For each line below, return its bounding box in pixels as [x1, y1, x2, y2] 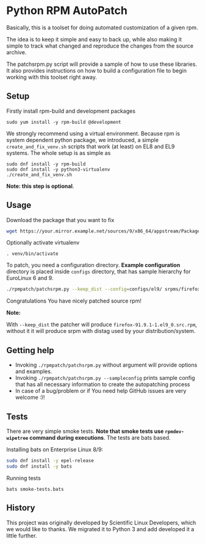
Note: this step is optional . [6, 182, 74, 190]
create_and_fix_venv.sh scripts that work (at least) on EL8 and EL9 [6, 143, 175, 150]
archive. [6, 48, 27, 55]
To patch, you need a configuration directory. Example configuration [6, 262, 181, 269]
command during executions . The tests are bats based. [29, 434, 171, 441]
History [6, 503, 35, 513]
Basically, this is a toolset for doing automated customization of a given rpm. [6, 24, 198, 31]
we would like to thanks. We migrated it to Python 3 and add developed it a [6, 525, 195, 532]
